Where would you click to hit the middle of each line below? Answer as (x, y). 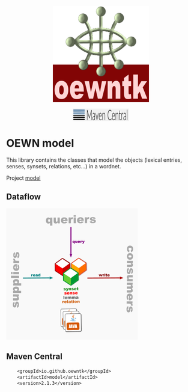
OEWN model (40, 143)
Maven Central (35, 357)
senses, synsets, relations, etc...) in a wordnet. (64, 166)
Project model (23, 178)
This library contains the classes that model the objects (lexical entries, (94, 160)
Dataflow (23, 197)
